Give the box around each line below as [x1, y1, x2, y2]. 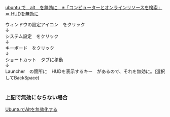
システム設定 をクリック [5, 33, 59, 39]
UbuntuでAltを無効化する [5, 106, 58, 112]
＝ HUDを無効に [5, 11, 39, 17]
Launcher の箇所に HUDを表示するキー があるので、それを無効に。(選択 [5, 68, 165, 74]
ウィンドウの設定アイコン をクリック [5, 22, 85, 27]
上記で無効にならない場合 [5, 94, 68, 101]
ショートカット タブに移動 [5, 57, 63, 62]
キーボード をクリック [5, 45, 54, 51]
